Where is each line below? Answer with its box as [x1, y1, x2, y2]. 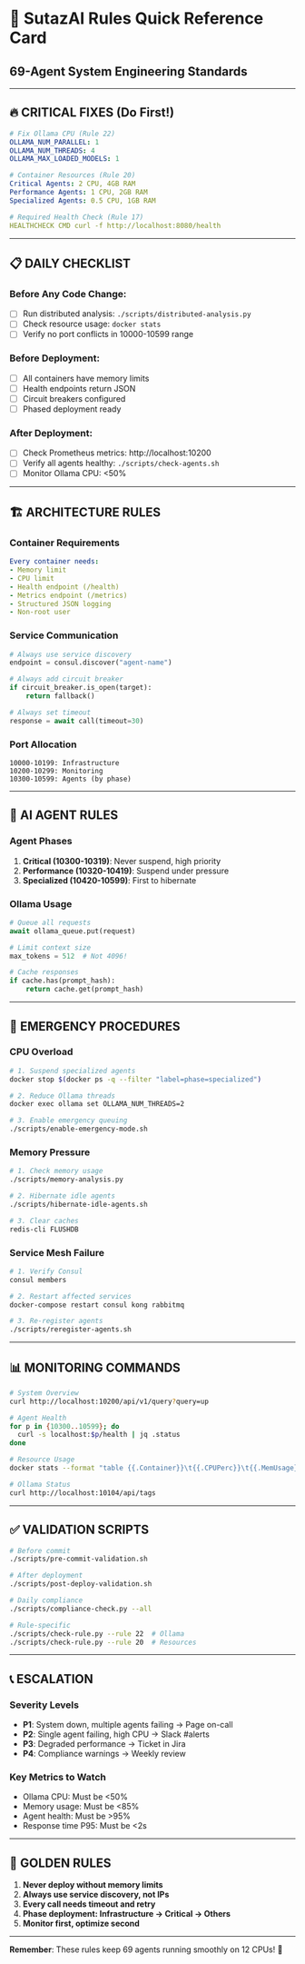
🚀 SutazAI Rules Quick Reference [9, 8, 264, 29]
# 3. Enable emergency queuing [9, 1116, 128, 1125]
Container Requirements [9, 536, 120, 549]
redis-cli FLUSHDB [9, 1224, 79, 1234]
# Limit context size [9, 942, 92, 952]
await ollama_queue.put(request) [9, 926, 136, 935]
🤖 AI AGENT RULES [9, 808, 119, 823]
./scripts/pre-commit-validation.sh [9, 1554, 148, 1564]
